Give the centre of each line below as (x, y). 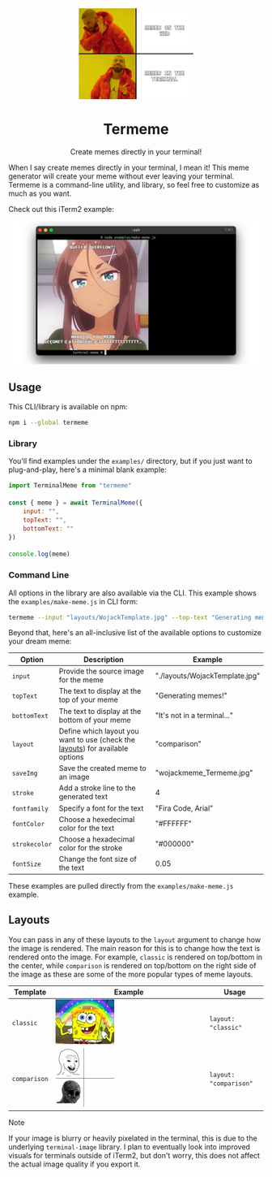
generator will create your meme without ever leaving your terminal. (121, 176)
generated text (83, 797)
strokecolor (32, 844)
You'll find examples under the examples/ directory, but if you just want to (130, 461)
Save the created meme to (103, 768)
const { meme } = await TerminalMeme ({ (76, 503)
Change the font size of (98, 859)
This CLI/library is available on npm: (68, 407)
